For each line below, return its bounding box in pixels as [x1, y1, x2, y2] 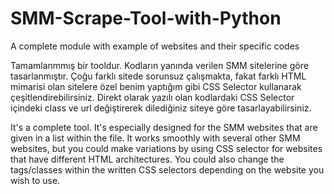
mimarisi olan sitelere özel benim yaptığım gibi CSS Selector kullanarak [10, 80, 302, 92]
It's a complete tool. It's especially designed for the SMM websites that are [10, 121, 318, 133]
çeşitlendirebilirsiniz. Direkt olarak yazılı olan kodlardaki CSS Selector [10, 91, 295, 103]
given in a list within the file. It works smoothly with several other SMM [10, 132, 301, 144]
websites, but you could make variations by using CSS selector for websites [10, 142, 323, 154]
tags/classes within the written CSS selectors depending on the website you [10, 163, 325, 176]
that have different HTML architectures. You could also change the [10, 153, 285, 165]
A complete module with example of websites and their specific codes [10, 40, 300, 52]
